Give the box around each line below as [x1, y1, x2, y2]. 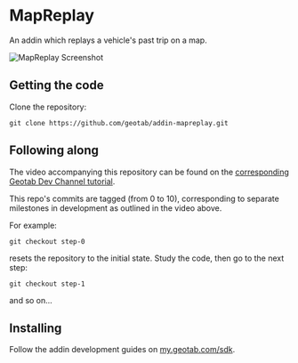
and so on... [9, 294, 53, 305]
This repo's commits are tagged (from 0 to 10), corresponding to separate [9, 193, 280, 204]
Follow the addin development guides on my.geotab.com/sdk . [9, 344, 236, 355]
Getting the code [9, 77, 104, 93]
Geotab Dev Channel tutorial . [9, 175, 116, 187]
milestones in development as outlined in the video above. [9, 202, 222, 214]
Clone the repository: [9, 101, 87, 112]
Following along [9, 143, 100, 158]
